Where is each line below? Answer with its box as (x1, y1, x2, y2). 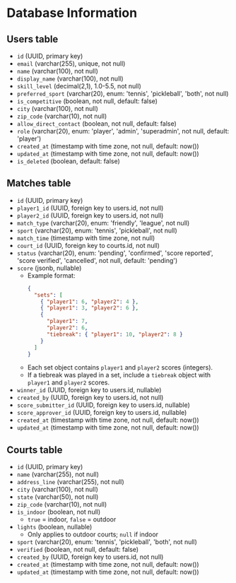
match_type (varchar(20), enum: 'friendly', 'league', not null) (16, 218, 190, 227)
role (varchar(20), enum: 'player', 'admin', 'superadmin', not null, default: (16, 127, 230, 135)
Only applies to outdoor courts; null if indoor (27, 530, 159, 538)
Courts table (6, 444, 63, 456)
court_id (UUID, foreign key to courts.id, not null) (16, 241, 160, 249)
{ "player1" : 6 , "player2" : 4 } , (40, 298, 139, 305)
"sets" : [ (33, 291, 63, 298)
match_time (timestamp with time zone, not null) (16, 233, 155, 242)
